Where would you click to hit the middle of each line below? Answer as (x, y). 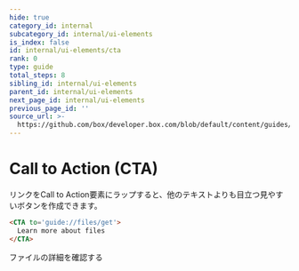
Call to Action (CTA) (84, 169)
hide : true (29, 17)
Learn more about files (61, 231)
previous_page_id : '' (49, 108)
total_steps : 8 (37, 76)
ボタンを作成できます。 (59, 205)
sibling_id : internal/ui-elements (73, 84)
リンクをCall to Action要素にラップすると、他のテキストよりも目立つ (135, 194)
